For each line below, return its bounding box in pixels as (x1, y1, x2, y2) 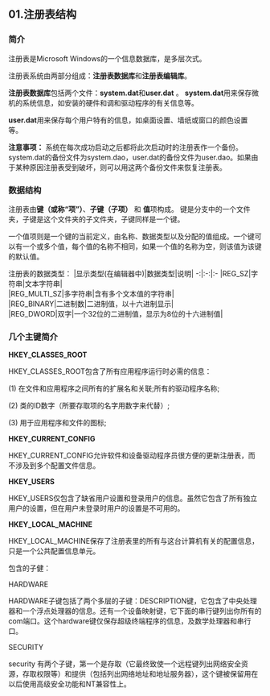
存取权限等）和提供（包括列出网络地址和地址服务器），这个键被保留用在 (22, 669, 259, 679)
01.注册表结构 (8, 7, 77, 22)
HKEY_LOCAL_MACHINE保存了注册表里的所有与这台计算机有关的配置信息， (8, 536, 260, 546)
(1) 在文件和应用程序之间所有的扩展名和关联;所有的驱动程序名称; (8, 383, 220, 393)
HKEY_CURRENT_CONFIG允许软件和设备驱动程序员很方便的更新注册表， (8, 450, 249, 461)
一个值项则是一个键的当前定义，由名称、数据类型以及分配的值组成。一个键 (8, 231, 255, 241)
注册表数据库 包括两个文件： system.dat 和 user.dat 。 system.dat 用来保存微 (8, 88, 260, 97)
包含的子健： (8, 563, 51, 574)
